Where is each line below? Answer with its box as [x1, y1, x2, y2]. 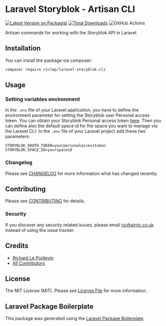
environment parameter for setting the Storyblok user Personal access [5, 112, 150, 118]
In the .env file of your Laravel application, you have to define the [5, 107, 139, 113]
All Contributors [12, 260, 45, 266]
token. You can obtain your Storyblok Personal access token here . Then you [5, 118, 162, 124]
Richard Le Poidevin [12, 255, 54, 261]
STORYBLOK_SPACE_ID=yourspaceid [5, 148, 72, 153]
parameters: [5, 134, 30, 140]
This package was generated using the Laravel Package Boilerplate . [5, 316, 145, 322]
